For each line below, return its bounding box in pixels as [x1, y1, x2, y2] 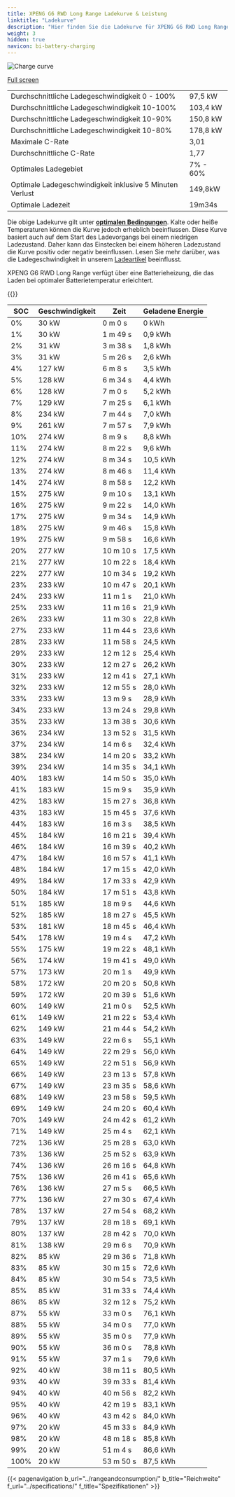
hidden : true [7, 36, 45, 43]
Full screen [7, 76, 39, 84]
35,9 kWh [143, 785, 176, 794]
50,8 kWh [143, 979, 176, 988]
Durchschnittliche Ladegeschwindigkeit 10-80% [10, 125, 173, 135]
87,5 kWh [143, 1456, 176, 1466]
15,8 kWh [143, 523, 176, 532]
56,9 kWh [143, 1058, 176, 1068]
